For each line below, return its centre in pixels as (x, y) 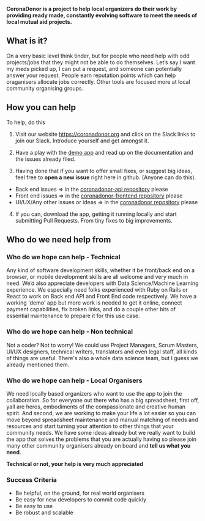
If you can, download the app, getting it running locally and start (96, 214)
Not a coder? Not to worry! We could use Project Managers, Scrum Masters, (102, 345)
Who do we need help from (59, 240)
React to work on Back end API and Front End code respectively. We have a (102, 297)
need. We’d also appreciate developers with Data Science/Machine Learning (102, 283)
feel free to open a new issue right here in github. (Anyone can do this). (106, 177)
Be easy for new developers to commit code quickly (81, 500)
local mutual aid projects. (39, 22)
